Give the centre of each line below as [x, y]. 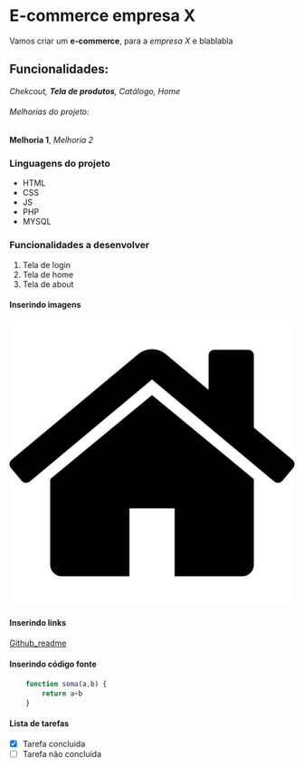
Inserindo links [38, 623]
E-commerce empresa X [103, 16]
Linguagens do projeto [60, 163]
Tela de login [46, 264]
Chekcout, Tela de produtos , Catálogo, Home [95, 91]
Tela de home [48, 274]
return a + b [62, 694]
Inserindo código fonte [53, 664]
